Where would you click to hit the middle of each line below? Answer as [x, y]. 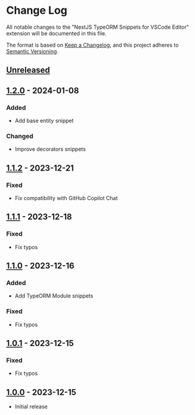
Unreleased [28, 70]
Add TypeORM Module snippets [54, 296]
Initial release [31, 407]
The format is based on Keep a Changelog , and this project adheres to [92, 45]
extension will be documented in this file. [56, 33]
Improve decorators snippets [50, 149]
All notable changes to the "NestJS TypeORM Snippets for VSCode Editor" [98, 27]
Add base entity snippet [44, 121]
